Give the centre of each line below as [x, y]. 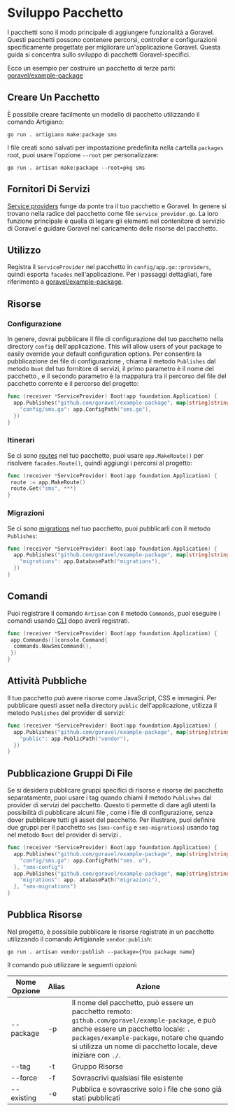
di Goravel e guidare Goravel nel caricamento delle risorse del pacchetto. [113, 228]
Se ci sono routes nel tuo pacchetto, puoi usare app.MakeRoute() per [106, 455]
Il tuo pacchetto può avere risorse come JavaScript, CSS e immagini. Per [112, 698]
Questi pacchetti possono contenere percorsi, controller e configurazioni [112, 39]
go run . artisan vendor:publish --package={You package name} [101, 952]
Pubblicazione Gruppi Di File [70, 773]
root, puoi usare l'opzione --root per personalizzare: [83, 154]
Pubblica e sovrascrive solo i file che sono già [147, 1089]
